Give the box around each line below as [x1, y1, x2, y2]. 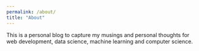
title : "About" [6, 15, 45, 21]
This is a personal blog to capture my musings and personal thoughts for [6, 31, 190, 38]
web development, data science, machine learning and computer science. [6, 38, 193, 45]
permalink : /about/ [6, 8, 56, 15]
